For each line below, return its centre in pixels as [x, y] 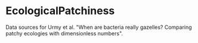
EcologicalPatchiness [60, 11]
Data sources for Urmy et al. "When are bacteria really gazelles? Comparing [99, 27]
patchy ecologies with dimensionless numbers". [64, 33]
